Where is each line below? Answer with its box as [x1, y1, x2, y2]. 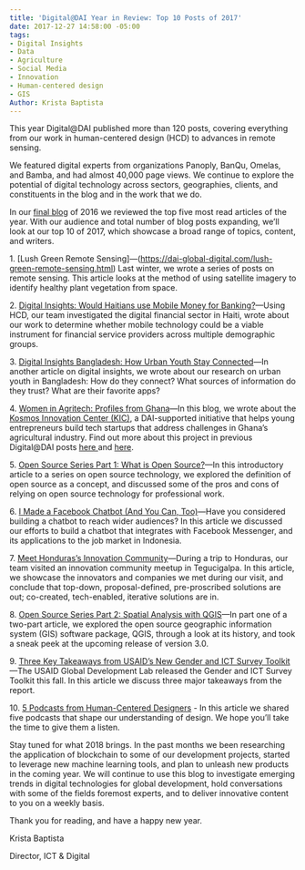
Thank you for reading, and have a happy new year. [9, 815, 203, 826]
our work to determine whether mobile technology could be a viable [9, 320, 264, 331]
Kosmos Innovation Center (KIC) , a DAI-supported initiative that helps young [9, 413, 296, 424]
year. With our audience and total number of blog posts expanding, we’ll [9, 216, 280, 228]
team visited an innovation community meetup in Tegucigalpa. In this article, [9, 562, 295, 574]
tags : [9, 30, 30, 39]
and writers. [9, 236, 55, 247]
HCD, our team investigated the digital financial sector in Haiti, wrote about [9, 310, 290, 321]
